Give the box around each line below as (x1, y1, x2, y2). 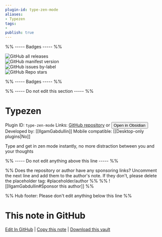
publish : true (5, 30, 34, 35)
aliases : (5, 12, 23, 17)
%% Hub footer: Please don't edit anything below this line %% (5, 193, 132, 198)
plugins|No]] (5, 133, 31, 139)
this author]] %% (59, 183, 95, 189)
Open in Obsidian (113, 122, 146, 128)
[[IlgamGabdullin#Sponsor (5, 183, 59, 189)
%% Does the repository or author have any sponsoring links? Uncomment (5, 167, 157, 173)
